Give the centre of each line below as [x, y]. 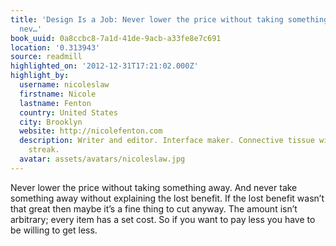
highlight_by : [40, 76]
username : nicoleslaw [64, 85]
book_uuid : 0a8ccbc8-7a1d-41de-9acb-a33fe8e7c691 [116, 38]
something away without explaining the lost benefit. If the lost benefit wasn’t [167, 198]
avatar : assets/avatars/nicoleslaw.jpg [102, 159]
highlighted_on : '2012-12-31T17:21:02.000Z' [104, 66]
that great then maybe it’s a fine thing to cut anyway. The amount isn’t [154, 208]
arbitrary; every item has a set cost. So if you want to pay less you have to [163, 219]
